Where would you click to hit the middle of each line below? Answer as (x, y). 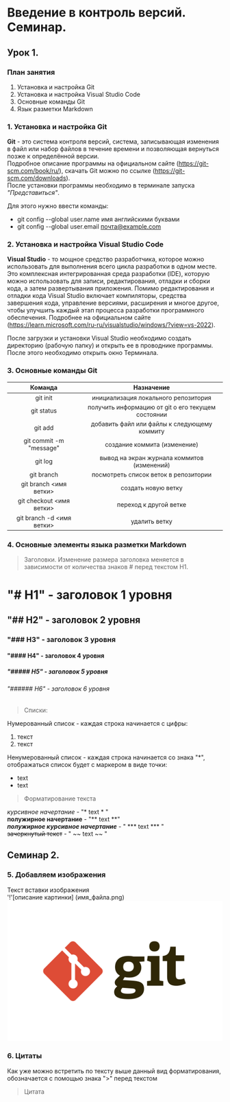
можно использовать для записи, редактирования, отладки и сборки (109, 281)
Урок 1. (23, 53)
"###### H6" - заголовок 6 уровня (58, 689)
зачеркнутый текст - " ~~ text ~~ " (57, 834)
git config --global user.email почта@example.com (89, 227)
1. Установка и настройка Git (57, 126)
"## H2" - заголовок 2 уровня (74, 620)
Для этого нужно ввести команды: (58, 206)
